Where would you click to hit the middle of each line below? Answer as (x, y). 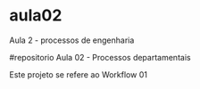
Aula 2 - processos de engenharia (72, 40)
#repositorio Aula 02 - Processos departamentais (100, 57)
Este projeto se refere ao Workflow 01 (78, 74)
